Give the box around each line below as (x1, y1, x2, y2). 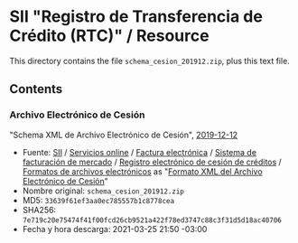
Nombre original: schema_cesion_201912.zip (22, 185, 185, 196)
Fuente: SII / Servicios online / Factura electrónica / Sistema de (22, 146, 257, 157)
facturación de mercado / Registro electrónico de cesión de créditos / (22, 156, 282, 167)
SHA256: (22, 204, 57, 215)
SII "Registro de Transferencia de (9, 6, 264, 27)
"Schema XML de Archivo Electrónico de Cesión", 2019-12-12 (9, 129, 237, 140)
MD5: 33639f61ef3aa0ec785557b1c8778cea (22, 194, 174, 205)
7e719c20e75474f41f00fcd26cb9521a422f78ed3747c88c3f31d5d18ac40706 (22, 215, 282, 225)
